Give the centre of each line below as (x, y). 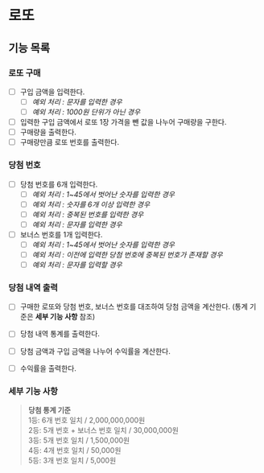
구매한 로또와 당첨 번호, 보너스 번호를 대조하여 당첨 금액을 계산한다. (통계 (134, 306)
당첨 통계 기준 (49, 409)
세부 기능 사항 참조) (65, 317)
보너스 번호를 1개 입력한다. (61, 234)
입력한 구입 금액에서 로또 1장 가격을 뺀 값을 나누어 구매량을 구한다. (123, 122)
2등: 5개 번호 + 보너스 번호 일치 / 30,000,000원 (103, 430)
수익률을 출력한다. (48, 368)
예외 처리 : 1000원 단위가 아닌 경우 (86, 112)
